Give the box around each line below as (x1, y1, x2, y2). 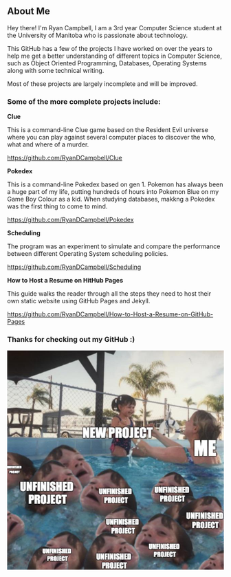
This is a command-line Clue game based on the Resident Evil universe (7, 126, 208, 134)
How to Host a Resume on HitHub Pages (7, 276, 124, 285)
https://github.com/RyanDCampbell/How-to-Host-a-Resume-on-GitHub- (7, 310, 214, 318)
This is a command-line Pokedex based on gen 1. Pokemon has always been (7, 180, 223, 188)
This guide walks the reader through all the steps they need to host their (7, 290, 212, 298)
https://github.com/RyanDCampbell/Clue (7, 154, 122, 162)
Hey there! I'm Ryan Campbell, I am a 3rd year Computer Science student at (7, 23, 222, 32)
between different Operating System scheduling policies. (7, 250, 168, 258)
